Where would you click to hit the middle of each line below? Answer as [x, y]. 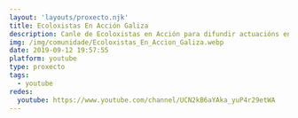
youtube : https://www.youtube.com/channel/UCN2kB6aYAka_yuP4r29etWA [146, 100]
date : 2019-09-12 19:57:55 [59, 51]
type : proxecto [37, 67]
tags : [19, 75]
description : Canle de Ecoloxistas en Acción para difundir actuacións [144, 34]
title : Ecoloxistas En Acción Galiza [79, 26]
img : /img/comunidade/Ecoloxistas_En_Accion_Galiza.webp [117, 42]
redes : [21, 91]
